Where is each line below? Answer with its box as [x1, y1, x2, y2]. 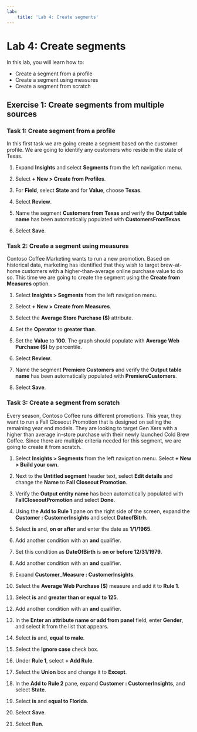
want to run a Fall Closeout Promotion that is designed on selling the [6, 418, 172, 425]
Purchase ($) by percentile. [15, 344, 83, 351]
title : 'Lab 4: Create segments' [17, 14, 99, 20]
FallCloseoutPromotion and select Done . [15, 496, 116, 503]
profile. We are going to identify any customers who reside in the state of [6, 147, 184, 154]
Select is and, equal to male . [15, 634, 85, 641]
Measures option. [6, 280, 50, 287]
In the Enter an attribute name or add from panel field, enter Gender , [15, 616, 184, 624]
